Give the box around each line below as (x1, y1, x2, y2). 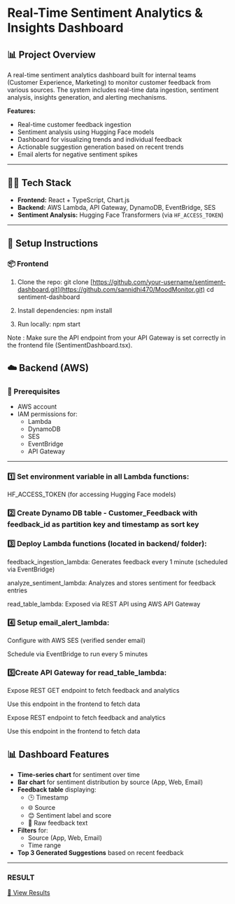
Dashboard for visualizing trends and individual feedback (17, 135, 183, 143)
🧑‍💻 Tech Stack (7, 177, 72, 189)
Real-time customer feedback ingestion (17, 121, 131, 128)
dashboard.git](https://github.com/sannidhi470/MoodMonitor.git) (17, 285, 205, 293)
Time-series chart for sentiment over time (17, 771, 140, 779)
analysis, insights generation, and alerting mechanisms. (7, 93, 168, 101)
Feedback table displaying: (17, 785, 97, 794)
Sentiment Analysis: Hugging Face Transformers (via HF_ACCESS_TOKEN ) (17, 211, 224, 219)
